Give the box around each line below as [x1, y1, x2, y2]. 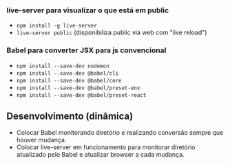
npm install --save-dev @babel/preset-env [16, 85, 140, 91]
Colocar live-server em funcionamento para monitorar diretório [16, 143, 196, 151]
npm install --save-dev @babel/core [16, 77, 122, 84]
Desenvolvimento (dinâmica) [6, 110, 134, 122]
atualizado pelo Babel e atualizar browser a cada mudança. [16, 151, 185, 159]
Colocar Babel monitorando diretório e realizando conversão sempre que [16, 129, 224, 137]
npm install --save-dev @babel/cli [16, 69, 119, 77]
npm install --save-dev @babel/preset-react [16, 91, 147, 98]
